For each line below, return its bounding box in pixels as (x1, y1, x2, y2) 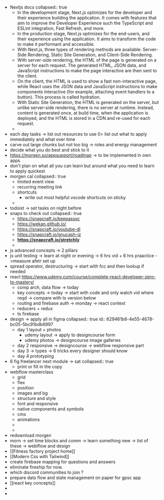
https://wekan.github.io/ (17, 221, 66, 227)
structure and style (17, 396, 56, 401)
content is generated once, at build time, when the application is (17, 110, 149, 116)
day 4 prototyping (17, 353, 54, 359)
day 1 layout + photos (17, 327, 61, 332)
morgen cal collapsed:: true (9, 174, 66, 179)
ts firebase (17, 311, 40, 316)
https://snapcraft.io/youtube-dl (17, 226, 81, 232)
